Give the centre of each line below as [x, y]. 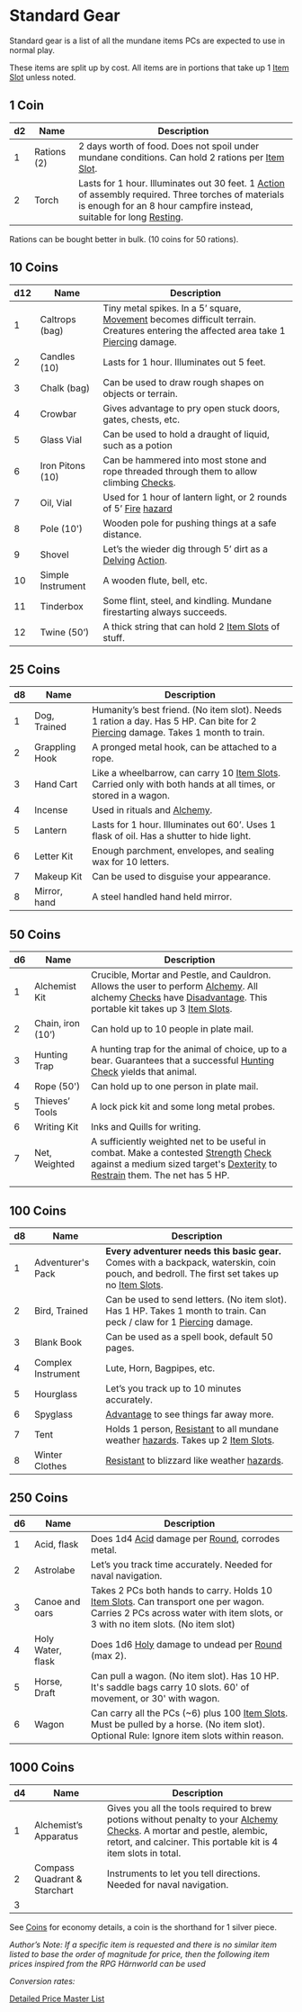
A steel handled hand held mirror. [162, 897]
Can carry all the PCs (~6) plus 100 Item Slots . [190, 1713]
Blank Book [58, 1342]
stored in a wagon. [131, 796]
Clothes [51, 1466]
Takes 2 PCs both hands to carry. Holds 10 [182, 1590]
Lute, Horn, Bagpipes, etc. [160, 1368]
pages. [120, 1348]
